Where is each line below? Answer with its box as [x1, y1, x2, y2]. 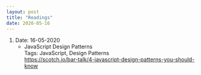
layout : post [6, 8, 39, 15]
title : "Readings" [6, 15, 53, 21]
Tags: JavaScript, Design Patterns [24, 50, 109, 57]
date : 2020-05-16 [6, 20, 50, 26]
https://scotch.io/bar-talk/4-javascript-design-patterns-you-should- [24, 56, 195, 64]
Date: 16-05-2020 [15, 37, 60, 44]
